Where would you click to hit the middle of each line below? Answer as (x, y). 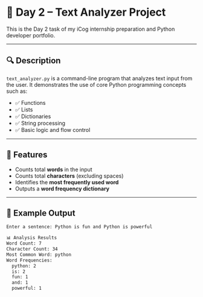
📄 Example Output (41, 213)
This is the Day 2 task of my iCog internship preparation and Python (91, 29)
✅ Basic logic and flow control (53, 130)
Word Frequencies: (29, 260)
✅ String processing (40, 123)
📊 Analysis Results (32, 238)
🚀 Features (27, 155)
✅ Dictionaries (33, 116)
